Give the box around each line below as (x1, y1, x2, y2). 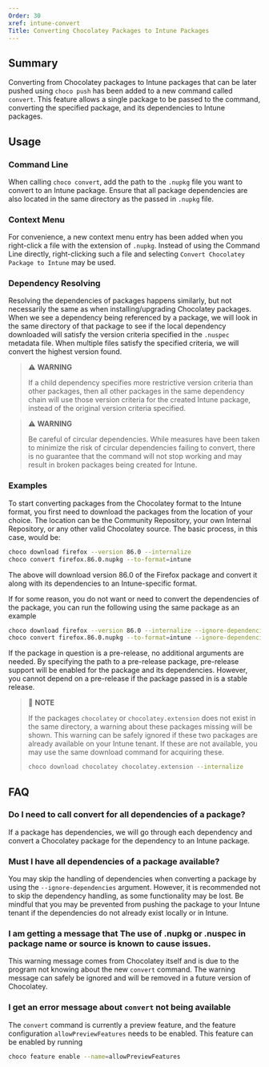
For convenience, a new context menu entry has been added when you (8, 232, 243, 242)
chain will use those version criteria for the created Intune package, (27, 395, 251, 405)
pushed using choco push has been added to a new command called (8, 86, 234, 96)
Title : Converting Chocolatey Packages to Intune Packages (8, 26, 210, 34)
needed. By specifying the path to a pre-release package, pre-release (8, 657, 239, 666)
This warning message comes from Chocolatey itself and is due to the (8, 956, 239, 966)
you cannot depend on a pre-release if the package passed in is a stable (8, 674, 248, 683)
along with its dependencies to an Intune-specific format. (8, 578, 198, 588)
